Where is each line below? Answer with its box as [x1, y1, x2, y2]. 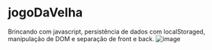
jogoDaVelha [8, 5, 83, 21]
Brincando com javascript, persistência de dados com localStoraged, [8, 27, 206, 36]
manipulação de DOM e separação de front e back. [8, 34, 155, 42]
